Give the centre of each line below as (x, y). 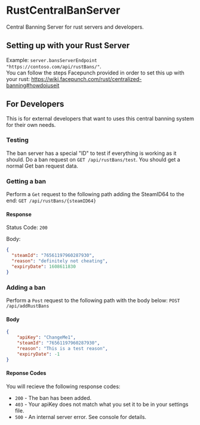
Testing (17, 140)
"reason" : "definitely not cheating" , (60, 261)
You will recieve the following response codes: (63, 386)
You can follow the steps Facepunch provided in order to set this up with (95, 73)
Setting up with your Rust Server (68, 46)
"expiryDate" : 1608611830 (44, 266)
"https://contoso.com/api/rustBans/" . (54, 66)
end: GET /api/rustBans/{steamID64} (51, 201)
